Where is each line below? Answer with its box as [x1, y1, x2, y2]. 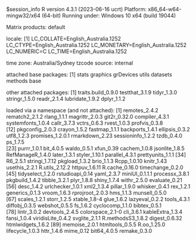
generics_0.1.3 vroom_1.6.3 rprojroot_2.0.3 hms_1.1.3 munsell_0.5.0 [6, 189, 167, 196]
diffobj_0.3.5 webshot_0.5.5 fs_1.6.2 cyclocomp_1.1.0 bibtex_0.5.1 [6, 202, 162, 209]
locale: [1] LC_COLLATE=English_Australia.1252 [6, 35, 121, 42]
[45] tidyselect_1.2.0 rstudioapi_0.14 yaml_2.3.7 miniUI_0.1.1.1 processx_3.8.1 [6, 170, 189, 177]
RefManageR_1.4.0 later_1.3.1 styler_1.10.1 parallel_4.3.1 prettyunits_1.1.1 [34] [6, 151, 186, 158]
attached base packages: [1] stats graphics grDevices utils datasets [6, 71, 173, 78]
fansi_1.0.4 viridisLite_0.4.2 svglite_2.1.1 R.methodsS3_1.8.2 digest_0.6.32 [6, 215, 183, 221]
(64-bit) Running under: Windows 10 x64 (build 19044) [41, 12, 176, 19]
